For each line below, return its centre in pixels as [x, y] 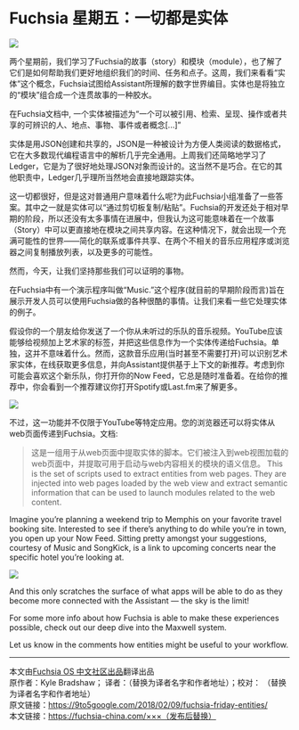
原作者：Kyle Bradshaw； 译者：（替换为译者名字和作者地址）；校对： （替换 [148, 682]
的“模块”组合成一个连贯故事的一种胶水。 [83, 94]
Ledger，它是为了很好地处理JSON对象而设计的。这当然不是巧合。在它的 [142, 166]
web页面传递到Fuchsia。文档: [64, 433]
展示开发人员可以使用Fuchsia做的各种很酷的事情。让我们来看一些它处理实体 [148, 300]
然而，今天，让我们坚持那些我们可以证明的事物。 [99, 271]
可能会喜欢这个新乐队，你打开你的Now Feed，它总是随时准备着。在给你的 [145, 375]
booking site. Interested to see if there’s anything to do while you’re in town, [148, 529]
